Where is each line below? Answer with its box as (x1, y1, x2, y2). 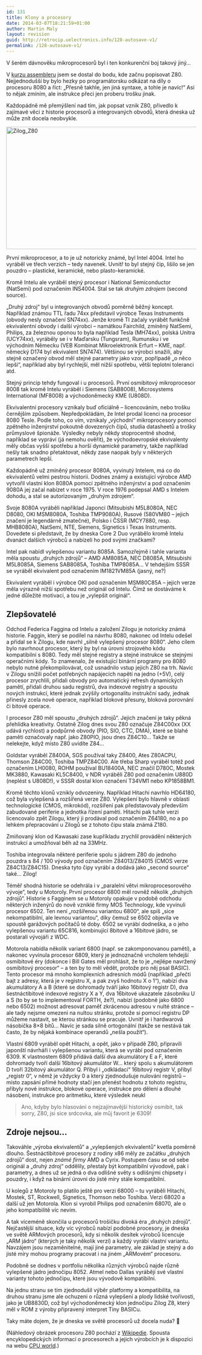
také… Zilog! (6, 870, 37, 877)
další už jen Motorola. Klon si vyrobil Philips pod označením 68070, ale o (6, 1200, 186, 1207)
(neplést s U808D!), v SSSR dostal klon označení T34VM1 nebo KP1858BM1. (6, 777, 196, 784)
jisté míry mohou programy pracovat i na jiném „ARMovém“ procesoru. (6, 1250, 181, 1257)
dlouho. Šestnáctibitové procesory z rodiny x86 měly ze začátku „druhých (6, 1150, 191, 1157)
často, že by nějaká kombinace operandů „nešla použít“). (6, 1028, 148, 1035)
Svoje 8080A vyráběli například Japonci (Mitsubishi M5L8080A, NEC (6, 504, 178, 511)
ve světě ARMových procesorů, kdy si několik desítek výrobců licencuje (6, 1230, 185, 1238)
